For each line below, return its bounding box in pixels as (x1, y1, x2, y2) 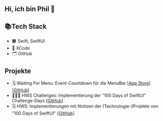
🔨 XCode (11, 45, 30, 51)
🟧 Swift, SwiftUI (11, 38, 45, 44)
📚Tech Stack (4, 22, 47, 30)
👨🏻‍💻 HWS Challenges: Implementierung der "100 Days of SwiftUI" (11, 92, 146, 98)
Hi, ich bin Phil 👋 (4, 5, 55, 13)
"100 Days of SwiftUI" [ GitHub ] (11, 110, 75, 116)
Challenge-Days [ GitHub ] (11, 98, 64, 104)
